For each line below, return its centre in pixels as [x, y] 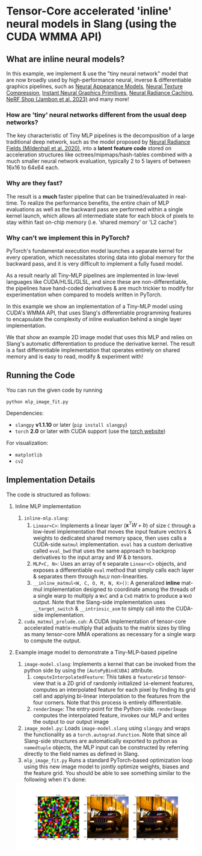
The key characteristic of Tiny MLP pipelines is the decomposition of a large [100, 136]
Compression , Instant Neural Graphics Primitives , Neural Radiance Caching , [100, 93]
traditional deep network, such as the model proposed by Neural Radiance [98, 142]
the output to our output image [71, 722]
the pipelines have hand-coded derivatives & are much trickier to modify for [100, 288]
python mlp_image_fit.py [37, 402]
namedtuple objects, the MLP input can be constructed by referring [106, 747]
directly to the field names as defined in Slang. [81, 754]
